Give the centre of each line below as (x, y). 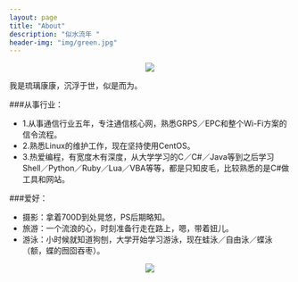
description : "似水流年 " (55, 34)
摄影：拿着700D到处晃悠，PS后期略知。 (96, 217)
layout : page (33, 17)
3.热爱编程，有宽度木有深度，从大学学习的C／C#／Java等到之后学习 (148, 157)
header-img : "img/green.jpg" (63, 42)
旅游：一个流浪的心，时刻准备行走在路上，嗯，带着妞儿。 (128, 228)
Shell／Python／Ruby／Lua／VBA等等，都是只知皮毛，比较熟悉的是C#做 (156, 168)
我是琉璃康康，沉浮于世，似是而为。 (76, 86)
